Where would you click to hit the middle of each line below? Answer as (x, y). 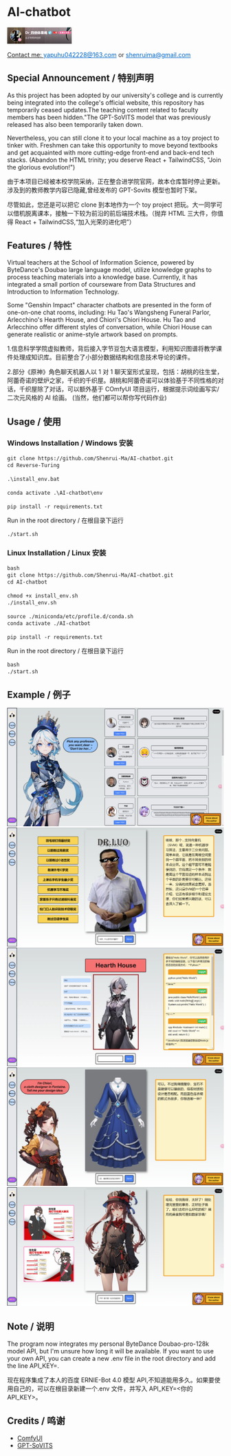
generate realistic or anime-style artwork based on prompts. (92, 334)
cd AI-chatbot (27, 582)
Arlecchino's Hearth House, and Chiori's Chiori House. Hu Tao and (101, 320)
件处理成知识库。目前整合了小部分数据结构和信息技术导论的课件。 (100, 357)
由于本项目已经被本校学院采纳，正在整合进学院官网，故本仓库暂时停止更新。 (115, 181)
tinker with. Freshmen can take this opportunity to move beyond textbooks (112, 145)
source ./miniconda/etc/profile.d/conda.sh (70, 617)
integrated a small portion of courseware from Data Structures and (101, 285)
